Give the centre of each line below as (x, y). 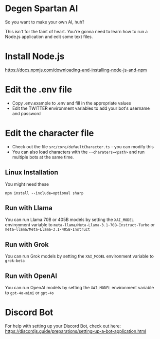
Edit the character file (50, 133)
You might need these (27, 184)
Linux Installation (32, 172)
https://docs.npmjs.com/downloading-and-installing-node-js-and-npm (76, 70)
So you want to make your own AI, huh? (45, 22)
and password (26, 113)
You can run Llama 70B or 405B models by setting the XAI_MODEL (70, 219)
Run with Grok (27, 244)
